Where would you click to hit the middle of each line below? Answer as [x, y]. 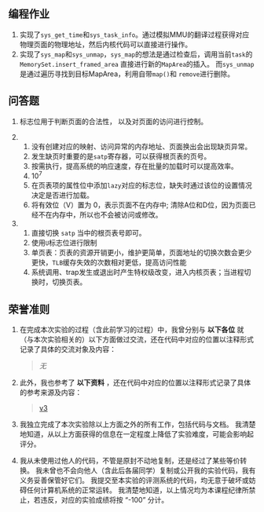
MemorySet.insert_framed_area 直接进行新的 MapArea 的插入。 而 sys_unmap [137, 64]
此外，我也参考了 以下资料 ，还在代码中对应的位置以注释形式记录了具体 [135, 382]
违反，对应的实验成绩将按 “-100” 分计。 [104, 500]
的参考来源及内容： [51, 393]
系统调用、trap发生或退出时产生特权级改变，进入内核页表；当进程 [137, 272]
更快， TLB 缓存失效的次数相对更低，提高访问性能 [109, 262]
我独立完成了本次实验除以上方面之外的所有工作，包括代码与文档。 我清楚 [137, 424]
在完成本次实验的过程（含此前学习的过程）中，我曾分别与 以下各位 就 [132, 330]
